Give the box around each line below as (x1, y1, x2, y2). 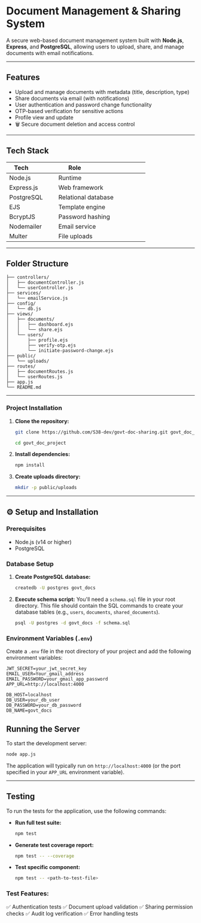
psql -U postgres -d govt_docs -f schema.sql (14, 620, 130, 626)
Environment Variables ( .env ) (6, 634, 93, 642)
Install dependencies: (14, 451, 71, 458)
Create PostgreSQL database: (14, 573, 91, 581)
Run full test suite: (14, 819, 62, 826)
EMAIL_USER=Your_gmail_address (6, 671, 84, 677)
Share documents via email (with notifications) (14, 95, 130, 102)
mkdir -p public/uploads (14, 485, 77, 491)
